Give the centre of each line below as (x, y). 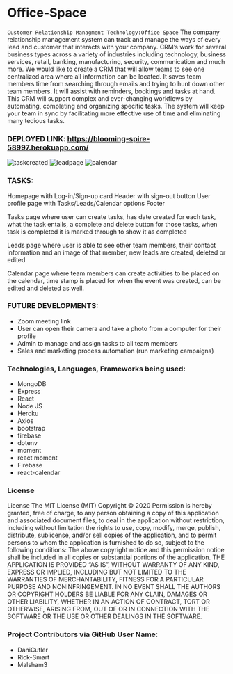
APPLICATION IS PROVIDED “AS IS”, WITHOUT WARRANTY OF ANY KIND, (113, 565)
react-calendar (39, 473)
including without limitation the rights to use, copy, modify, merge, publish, (114, 528)
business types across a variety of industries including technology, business (117, 54)
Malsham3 (32, 664)
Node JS (30, 406)
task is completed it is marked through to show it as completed (97, 232)
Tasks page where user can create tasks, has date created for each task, (112, 216)
